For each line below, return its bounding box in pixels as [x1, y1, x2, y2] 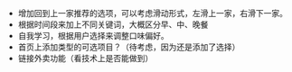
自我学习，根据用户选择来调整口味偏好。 [17, 31, 169, 40]
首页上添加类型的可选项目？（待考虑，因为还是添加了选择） [17, 41, 240, 52]
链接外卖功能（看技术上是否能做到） [17, 53, 154, 63]
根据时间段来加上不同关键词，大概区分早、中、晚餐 [17, 19, 209, 30]
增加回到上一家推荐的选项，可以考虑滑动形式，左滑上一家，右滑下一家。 [17, 8, 287, 18]
